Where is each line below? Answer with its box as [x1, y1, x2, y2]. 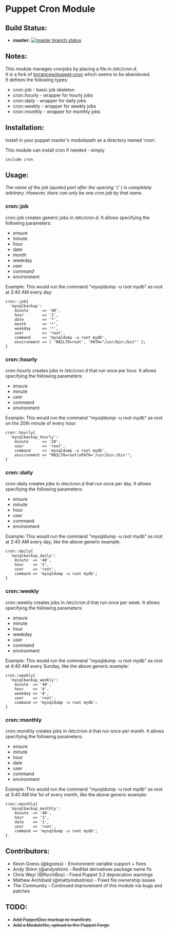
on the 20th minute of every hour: [5, 420, 77, 427]
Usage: [5, 171, 29, 180]
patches [12, 888, 30, 894]
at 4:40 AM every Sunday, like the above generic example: [5, 663, 129, 669]
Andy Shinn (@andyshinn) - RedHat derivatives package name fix [12, 866, 152, 872]
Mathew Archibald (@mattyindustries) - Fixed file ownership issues [12, 877, 156, 883]
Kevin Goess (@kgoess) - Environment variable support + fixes [12, 861, 146, 867]
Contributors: [5, 847, 50, 856]
